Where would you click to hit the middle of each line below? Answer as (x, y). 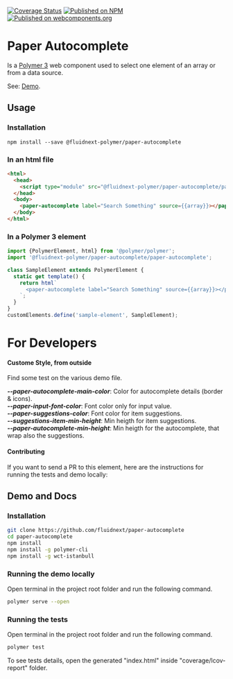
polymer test (26, 647)
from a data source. (35, 72)
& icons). (20, 399)
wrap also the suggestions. (46, 436)
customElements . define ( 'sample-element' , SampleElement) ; (93, 316)
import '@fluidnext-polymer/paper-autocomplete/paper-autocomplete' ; (110, 258)
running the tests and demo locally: (58, 474)
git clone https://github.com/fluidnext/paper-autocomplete (96, 531)
